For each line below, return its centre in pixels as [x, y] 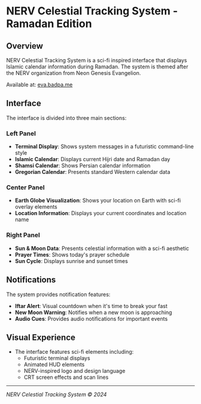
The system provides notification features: [58, 294]
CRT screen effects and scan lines [66, 377]
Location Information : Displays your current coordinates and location [100, 213]
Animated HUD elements [54, 364]
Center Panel [25, 188]
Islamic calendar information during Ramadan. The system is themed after [97, 67]
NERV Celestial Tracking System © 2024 [57, 394]
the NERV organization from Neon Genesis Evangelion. [74, 73]
